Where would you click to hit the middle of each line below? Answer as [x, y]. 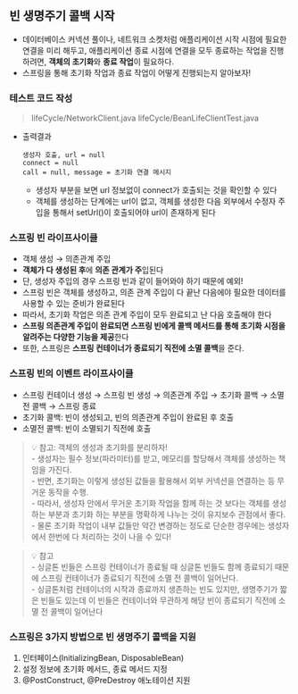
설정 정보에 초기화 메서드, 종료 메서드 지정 [95, 669]
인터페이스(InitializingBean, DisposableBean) [103, 658]
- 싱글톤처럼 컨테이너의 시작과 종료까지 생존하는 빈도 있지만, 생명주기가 [154, 589]
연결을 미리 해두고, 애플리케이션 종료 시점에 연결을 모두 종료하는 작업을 [145, 50]
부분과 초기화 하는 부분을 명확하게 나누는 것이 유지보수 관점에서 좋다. [167, 514]
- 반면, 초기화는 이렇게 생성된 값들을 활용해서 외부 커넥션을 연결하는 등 [153, 481]
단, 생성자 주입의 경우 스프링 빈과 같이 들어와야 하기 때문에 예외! [132, 281]
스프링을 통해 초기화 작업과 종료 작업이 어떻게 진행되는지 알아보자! [137, 72]
